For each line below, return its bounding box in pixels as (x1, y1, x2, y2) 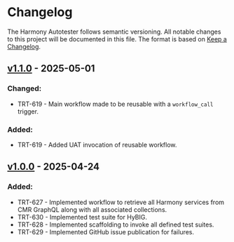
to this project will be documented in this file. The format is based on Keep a (7, 34, 228, 43)
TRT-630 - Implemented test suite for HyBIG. (17, 213, 148, 221)
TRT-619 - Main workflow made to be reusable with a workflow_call (17, 100, 214, 108)
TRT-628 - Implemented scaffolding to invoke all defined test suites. (17, 220, 214, 229)
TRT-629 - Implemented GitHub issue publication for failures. (17, 227, 195, 236)
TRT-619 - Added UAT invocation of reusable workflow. (17, 140, 177, 149)
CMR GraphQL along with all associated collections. (17, 205, 167, 214)
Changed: (7, 83, 42, 93)
